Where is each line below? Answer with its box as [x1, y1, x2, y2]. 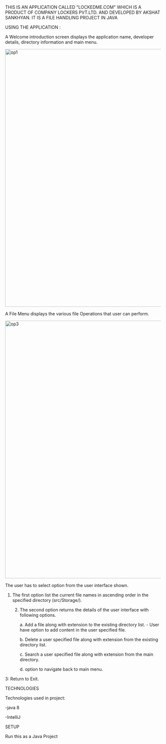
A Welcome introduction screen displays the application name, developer [5, 34, 154, 40]
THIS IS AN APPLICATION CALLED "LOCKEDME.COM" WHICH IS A [5, 4, 142, 10]
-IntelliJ [5, 714, 21, 720]
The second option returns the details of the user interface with [19, 607, 149, 613]
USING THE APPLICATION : [5, 24, 61, 30]
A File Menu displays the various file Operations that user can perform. [5, 311, 149, 316]
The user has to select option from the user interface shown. [5, 583, 128, 588]
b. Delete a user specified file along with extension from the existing [19, 637, 159, 643]
